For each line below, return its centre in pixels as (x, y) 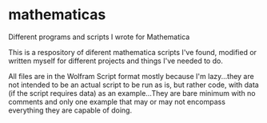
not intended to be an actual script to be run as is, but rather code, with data (134, 85)
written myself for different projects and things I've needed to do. (116, 61)
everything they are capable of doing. (70, 110)
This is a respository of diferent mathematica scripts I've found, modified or (133, 52)
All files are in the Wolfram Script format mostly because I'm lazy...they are (131, 76)
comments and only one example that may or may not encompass (117, 101)
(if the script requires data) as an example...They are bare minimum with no (132, 93)
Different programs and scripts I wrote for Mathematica (99, 37)
